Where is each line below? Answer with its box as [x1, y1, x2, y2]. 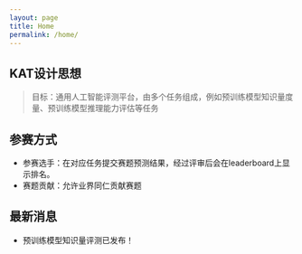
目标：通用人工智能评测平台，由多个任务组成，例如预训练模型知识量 [31, 91, 286, 102]
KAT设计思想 [9, 65, 81, 81]
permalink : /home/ [9, 30, 79, 39]
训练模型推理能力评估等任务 [55, 103, 159, 114]
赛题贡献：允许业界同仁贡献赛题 [22, 180, 142, 191]
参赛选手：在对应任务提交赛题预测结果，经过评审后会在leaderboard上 [22, 157, 283, 168]
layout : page [9, 13, 59, 23]
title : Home [9, 22, 54, 31]
